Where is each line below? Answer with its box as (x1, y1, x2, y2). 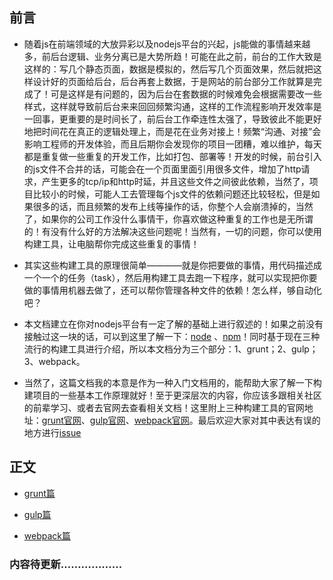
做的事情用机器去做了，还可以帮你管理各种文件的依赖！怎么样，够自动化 (23, 284, 322, 296)
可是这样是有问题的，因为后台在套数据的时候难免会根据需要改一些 (50, 88, 322, 100)
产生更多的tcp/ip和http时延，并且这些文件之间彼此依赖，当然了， (41, 175, 310, 187)
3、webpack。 (23, 355, 86, 367)
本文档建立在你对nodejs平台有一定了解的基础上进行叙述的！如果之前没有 (23, 318, 324, 330)
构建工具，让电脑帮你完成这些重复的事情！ (23, 238, 200, 250)
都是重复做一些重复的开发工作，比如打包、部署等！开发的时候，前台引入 (23, 150, 322, 162)
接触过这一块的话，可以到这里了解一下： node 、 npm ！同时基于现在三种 (23, 330, 321, 342)
